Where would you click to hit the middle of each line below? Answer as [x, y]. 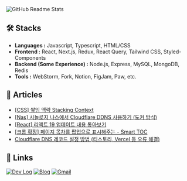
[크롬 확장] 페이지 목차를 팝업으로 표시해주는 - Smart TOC [81, 132]
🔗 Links [20, 158]
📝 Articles [24, 95]
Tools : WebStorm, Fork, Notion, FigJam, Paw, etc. [75, 76]
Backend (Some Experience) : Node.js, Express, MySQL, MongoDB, [97, 64]
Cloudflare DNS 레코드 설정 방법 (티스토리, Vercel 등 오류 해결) [87, 139]
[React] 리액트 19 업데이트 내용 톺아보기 [60, 124]
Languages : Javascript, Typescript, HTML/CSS [72, 45]
